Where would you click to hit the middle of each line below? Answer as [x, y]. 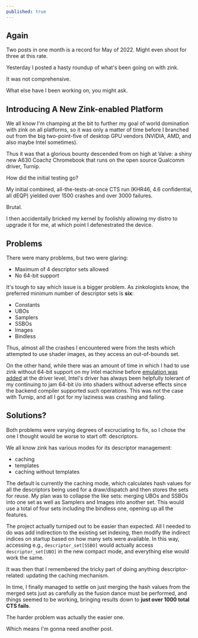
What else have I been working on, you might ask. [67, 91]
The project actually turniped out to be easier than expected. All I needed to [98, 526]
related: [15, 575]
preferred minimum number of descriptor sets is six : [70, 293]
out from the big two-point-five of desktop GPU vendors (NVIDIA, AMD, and [99, 136]
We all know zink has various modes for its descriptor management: [89, 447]
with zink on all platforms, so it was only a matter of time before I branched [98, 130]
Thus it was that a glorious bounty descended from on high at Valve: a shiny [99, 154]
